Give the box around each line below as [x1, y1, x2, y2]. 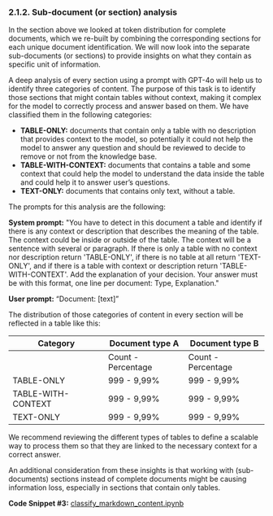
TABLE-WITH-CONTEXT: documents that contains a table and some [19, 160, 251, 170]
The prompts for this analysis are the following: [8, 202, 167, 212]
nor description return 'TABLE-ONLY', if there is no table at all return [8, 252, 236, 262]
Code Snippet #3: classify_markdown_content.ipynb [8, 499, 184, 509]
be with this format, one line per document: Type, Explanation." [8, 278, 219, 288]
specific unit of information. [8, 59, 102, 69]
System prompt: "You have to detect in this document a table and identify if [8, 218, 262, 228]
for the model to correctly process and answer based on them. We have [8, 101, 249, 112]
